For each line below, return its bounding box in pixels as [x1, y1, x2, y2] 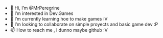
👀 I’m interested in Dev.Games [10, 10, 74, 16]
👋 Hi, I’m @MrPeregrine [10, 5, 60, 11]
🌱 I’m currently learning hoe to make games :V [10, 16, 108, 22]
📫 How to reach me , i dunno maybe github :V [10, 27, 108, 33]
